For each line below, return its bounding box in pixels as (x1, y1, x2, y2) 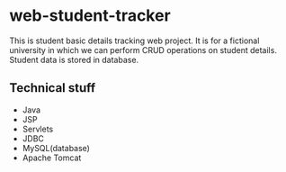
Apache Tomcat (22, 152, 82, 163)
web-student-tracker (9, 5, 171, 26)
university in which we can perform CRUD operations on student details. (9, 44, 277, 55)
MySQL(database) (22, 142, 90, 153)
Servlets (22, 123, 54, 134)
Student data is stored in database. (9, 54, 139, 65)
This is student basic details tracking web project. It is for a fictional (9, 35, 260, 46)
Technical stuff (9, 80, 96, 95)
